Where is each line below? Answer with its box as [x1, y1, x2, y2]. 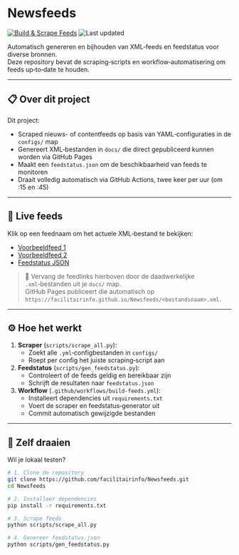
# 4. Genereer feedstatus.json [7, 534, 100, 541]
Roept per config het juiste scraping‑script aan [28, 356, 165, 365]
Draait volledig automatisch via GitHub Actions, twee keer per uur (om [17, 175, 223, 183]
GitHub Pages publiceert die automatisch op [24, 287, 155, 295]
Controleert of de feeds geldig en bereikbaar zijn [28, 371, 171, 380]
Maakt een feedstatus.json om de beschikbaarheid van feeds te [17, 160, 208, 168]
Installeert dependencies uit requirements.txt [28, 394, 163, 402]
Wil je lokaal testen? [7, 455, 66, 464]
